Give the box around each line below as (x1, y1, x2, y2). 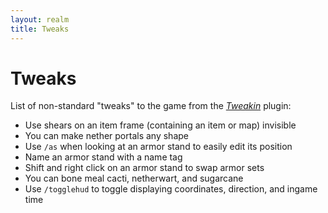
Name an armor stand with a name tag (24, 151, 183, 163)
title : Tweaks (10, 24, 70, 34)
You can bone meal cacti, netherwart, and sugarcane (24, 172, 244, 185)
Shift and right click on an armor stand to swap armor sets (24, 162, 265, 174)
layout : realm (10, 14, 70, 25)
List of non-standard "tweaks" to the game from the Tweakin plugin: (10, 100, 292, 112)
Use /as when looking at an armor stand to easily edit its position (24, 141, 293, 153)
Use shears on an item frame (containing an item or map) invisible (24, 119, 297, 131)
